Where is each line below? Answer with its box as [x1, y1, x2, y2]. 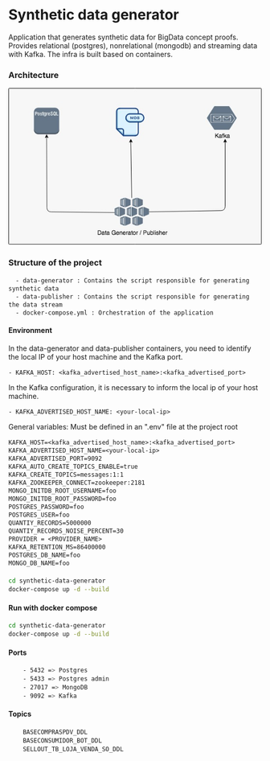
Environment [8, 326, 52, 335]
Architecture [8, 69, 59, 80]
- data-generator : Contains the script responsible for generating [15, 276, 250, 285]
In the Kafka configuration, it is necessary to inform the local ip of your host [8, 382, 259, 392]
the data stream [8, 300, 63, 309]
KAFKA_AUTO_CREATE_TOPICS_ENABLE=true [8, 463, 138, 471]
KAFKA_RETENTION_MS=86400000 [8, 543, 106, 551]
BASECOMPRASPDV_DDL [22, 728, 88, 737]
